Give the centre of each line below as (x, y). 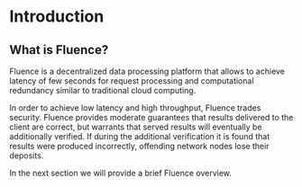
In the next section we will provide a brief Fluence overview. (121, 173)
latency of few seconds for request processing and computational (132, 81)
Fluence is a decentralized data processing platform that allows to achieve (147, 71)
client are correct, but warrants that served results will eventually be (136, 127)
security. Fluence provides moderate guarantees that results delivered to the (151, 117)
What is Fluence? (59, 50)
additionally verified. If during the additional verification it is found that (140, 136)
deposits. (27, 156)
